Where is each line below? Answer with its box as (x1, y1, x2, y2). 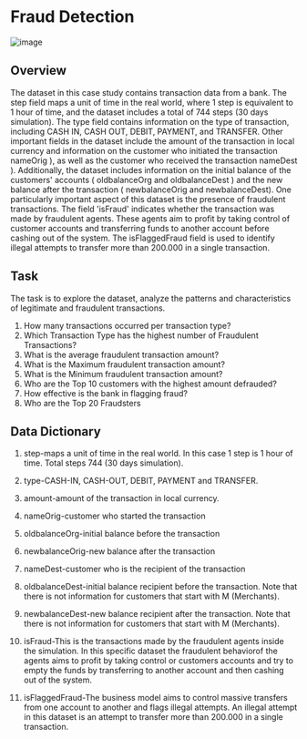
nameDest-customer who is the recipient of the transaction (23, 563, 246, 575)
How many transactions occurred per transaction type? (23, 320, 231, 331)
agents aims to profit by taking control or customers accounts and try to (23, 655, 294, 666)
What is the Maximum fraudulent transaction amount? (23, 358, 226, 370)
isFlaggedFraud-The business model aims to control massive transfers (23, 693, 288, 703)
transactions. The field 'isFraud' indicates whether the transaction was (10, 203, 275, 214)
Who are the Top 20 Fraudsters (23, 397, 141, 408)
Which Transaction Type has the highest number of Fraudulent (23, 330, 259, 341)
